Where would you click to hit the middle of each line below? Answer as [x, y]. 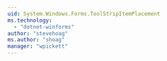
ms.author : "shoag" [36, 40]
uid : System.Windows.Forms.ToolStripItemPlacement [84, 14]
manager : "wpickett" [38, 46]
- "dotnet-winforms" [44, 27]
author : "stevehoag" [38, 33]
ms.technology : [30, 20]
